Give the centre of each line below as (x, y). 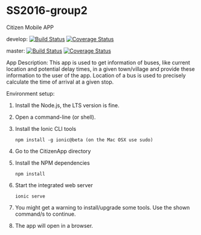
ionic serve (30, 196)
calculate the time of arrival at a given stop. (60, 82)
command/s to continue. (45, 214)
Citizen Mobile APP (30, 27)
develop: (17, 39)
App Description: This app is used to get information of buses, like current (98, 62)
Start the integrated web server (54, 185)
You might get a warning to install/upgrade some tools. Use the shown (102, 207)
